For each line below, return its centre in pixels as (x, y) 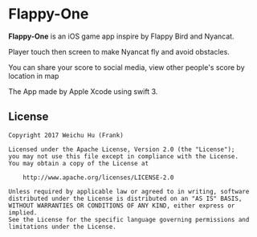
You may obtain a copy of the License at (79, 163)
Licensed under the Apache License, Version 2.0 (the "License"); (122, 149)
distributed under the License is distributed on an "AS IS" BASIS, (125, 198)
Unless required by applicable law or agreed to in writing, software (129, 191)
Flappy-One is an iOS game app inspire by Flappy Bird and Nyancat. (121, 36)
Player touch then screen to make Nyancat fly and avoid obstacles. (119, 51)
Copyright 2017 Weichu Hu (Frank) (66, 135)
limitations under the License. (62, 227)
